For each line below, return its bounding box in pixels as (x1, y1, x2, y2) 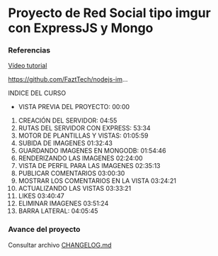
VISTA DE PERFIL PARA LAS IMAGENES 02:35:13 (18, 162, 161, 170)
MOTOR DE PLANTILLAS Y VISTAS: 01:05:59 (18, 131, 149, 140)
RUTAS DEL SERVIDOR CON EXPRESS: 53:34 (18, 124, 151, 133)
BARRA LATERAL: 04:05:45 (18, 207, 98, 216)
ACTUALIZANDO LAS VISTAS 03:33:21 (18, 184, 132, 193)
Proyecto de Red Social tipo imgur (8, 5, 211, 21)
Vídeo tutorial (8, 62, 47, 70)
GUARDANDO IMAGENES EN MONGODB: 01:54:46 (18, 147, 166, 155)
